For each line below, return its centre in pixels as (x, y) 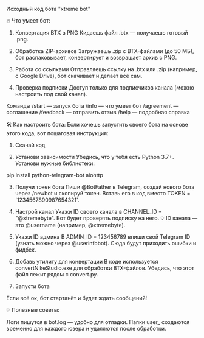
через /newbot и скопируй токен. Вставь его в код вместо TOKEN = (103, 193)
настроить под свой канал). (51, 94)
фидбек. (25, 250)
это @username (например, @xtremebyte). (70, 225)
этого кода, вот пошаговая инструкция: (57, 133)
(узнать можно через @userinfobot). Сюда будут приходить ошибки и (106, 243)
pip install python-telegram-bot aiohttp (55, 175)
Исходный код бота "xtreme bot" (49, 9)
